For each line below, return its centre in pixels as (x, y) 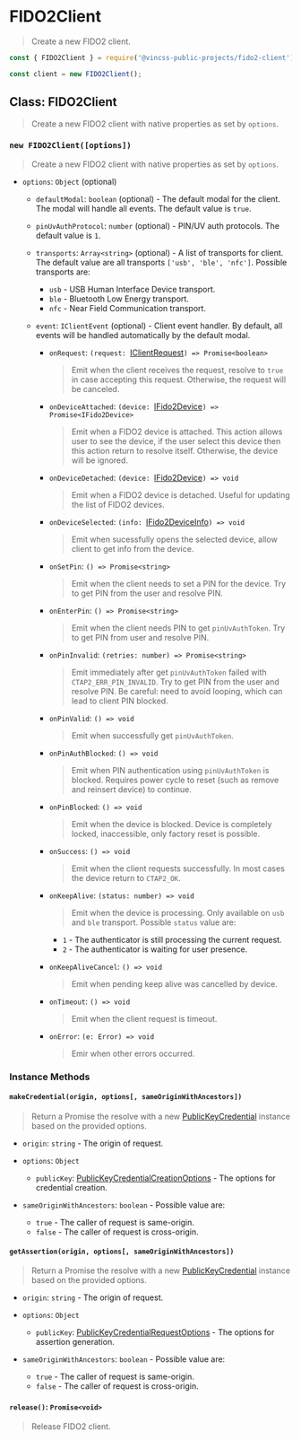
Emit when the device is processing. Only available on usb (178, 912)
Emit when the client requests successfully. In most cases (178, 868)
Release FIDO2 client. (71, 1427)
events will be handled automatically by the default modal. (143, 335)
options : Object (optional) (69, 181)
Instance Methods (50, 1077)
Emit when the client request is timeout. (144, 1018)
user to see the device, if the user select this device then (176, 441)
